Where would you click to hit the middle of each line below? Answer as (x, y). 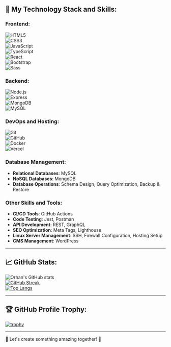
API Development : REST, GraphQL (49, 225)
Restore (21, 189)
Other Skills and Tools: (34, 203)
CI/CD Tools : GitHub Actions (42, 214)
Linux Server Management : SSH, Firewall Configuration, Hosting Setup (88, 235)
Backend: (17, 81)
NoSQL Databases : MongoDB (44, 179)
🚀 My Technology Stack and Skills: (61, 9)
